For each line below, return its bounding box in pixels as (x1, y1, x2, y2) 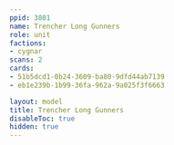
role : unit (9, 30, 51, 39)
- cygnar (9, 47, 43, 56)
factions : (9, 38, 47, 48)
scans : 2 (9, 55, 43, 64)
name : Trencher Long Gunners (9, 22, 120, 31)
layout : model (9, 97, 64, 106)
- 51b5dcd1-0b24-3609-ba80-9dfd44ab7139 (9, 72, 166, 82)
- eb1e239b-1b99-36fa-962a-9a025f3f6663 (9, 81, 166, 90)
